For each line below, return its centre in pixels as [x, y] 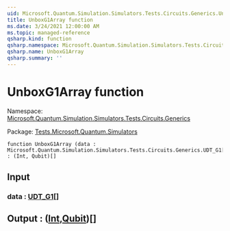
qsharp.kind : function [39, 39]
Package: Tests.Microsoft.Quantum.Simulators [73, 132]
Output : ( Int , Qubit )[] [52, 219]
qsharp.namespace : [33, 45]
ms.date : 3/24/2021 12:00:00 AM [53, 26]
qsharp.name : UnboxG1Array [46, 52]
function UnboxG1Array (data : [52, 144]
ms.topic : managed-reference [49, 33]
